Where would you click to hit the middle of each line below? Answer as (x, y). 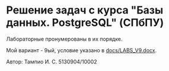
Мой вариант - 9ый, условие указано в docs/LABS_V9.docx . (82, 50)
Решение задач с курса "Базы (85, 10)
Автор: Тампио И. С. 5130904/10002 (52, 62)
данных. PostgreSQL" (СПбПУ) (85, 23)
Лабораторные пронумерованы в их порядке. (64, 39)
